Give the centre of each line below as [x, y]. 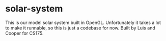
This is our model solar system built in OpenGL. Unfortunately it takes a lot [83, 22]
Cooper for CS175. [24, 33]
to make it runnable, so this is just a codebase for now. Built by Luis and [80, 27]
